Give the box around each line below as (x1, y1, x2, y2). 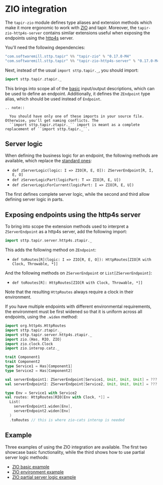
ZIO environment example (12, 469, 64, 475)
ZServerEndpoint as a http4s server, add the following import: (5, 229, 128, 235)
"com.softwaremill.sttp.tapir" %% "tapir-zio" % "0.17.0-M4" (5, 54, 131, 59)
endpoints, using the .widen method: (5, 314, 78, 320)
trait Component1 (5, 354, 40, 360)
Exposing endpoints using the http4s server (5, 210, 141, 219)
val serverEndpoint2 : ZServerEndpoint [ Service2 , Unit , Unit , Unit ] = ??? (5, 381, 158, 387)
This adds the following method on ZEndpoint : (5, 247, 97, 253)
